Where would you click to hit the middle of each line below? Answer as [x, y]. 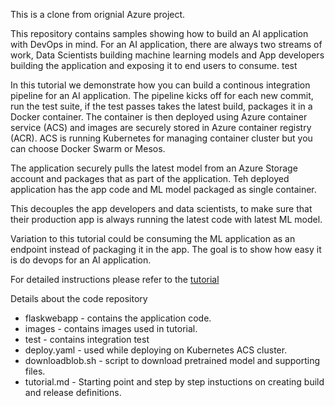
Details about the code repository [79, 298]
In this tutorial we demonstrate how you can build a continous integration [160, 85]
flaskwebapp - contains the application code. [118, 318]
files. [35, 371]
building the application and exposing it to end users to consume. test [154, 65]
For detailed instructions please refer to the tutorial [115, 279]
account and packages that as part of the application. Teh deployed [150, 178]
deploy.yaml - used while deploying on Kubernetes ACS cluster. [156, 350]
